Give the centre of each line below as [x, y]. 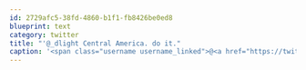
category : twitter [44, 35]
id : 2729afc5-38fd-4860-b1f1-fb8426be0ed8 [91, 18]
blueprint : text [40, 26]
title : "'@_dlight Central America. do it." [95, 43]
